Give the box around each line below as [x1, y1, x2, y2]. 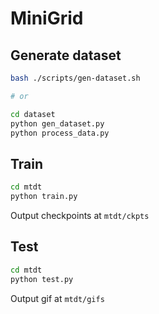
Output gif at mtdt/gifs [10, 292, 105, 304]
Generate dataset [10, 47, 122, 64]
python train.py [10, 192, 78, 202]
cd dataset [10, 109, 56, 119]
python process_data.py [10, 128, 110, 138]
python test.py [10, 274, 74, 284]
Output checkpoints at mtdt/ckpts [10, 209, 150, 221]
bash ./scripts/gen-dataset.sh [10, 73, 141, 83]
